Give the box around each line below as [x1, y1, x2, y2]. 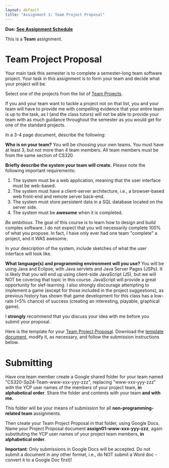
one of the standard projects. [5, 122, 66, 128]
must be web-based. [12, 183, 57, 189]
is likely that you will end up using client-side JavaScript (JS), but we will [5, 271, 156, 277]
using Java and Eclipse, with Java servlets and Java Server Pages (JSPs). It [5, 266, 163, 272]
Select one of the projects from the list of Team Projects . [5, 91, 123, 97]
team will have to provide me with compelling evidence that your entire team [5, 106, 164, 112]
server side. [12, 204, 38, 210]
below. [5, 339, 19, 346]
